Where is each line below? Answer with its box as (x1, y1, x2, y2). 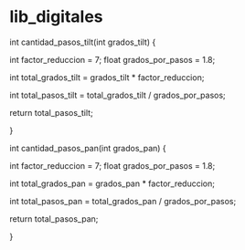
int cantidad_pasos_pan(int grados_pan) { (9, 142, 166, 153)
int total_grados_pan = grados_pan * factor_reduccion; (9, 178, 215, 189)
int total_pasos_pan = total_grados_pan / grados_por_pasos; (9, 195, 237, 206)
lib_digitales (9, 6, 103, 27)
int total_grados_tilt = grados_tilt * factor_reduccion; (9, 71, 205, 83)
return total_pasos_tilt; (9, 107, 93, 118)
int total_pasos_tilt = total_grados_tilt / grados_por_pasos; (9, 89, 226, 100)
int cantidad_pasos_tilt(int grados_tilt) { (9, 36, 156, 47)
